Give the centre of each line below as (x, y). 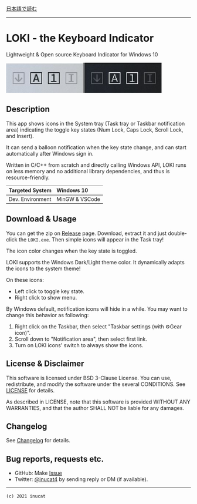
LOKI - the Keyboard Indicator (80, 38)
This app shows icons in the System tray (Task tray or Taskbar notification (96, 123)
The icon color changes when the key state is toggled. (72, 251)
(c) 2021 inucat (26, 496)
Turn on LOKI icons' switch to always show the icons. (79, 345)
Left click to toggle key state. (50, 291)
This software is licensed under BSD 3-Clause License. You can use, (89, 378)
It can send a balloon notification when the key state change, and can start (96, 147)
